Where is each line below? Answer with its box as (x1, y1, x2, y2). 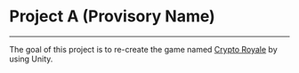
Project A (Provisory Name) (9, 6, 215, 27)
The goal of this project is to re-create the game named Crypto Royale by (9, 44, 278, 54)
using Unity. (9, 53, 53, 64)
